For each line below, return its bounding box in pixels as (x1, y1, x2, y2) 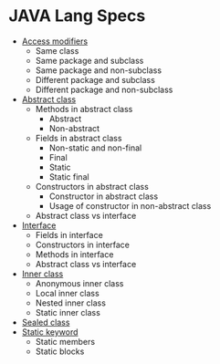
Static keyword (21, 326, 79, 338)
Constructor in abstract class (48, 191, 159, 202)
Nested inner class (35, 297, 107, 308)
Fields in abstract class (35, 132, 122, 143)
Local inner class (35, 287, 100, 298)
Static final (48, 171, 89, 182)
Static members (35, 336, 96, 347)
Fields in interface (35, 229, 104, 240)
